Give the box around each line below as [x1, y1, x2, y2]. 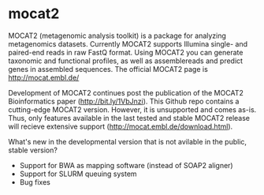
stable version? [8, 145, 58, 155]
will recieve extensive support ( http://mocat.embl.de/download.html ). [8, 122, 233, 131]
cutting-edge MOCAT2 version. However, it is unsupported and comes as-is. [8, 104, 257, 114]
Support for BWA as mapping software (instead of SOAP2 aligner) [19, 160, 234, 170]
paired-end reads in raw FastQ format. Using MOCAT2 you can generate [8, 47, 244, 57]
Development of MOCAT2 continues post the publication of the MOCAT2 [8, 88, 244, 97]
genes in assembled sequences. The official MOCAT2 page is [8, 64, 209, 73]
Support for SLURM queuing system [19, 169, 137, 178]
